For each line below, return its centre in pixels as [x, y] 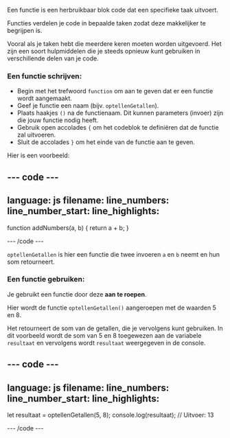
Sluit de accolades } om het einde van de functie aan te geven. [106, 142]
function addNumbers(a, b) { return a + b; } [68, 228]
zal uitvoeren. [36, 135]
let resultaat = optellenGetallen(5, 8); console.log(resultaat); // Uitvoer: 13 [111, 415]
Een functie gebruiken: [46, 279]
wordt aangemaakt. [44, 98]
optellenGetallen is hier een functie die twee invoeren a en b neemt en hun [114, 254]
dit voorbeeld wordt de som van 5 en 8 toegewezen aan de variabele [104, 335]
